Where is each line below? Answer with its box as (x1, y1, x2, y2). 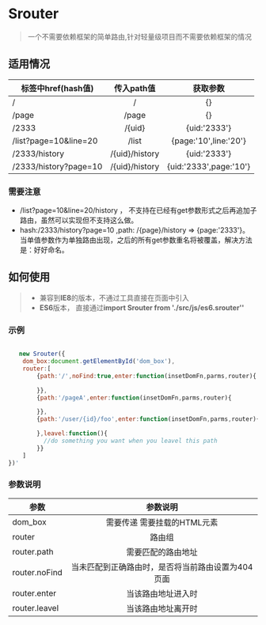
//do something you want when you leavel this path (43, 437, 218, 445)
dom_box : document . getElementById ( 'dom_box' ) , (22, 358, 176, 366)
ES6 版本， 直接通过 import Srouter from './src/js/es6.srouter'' (39, 302, 245, 312)
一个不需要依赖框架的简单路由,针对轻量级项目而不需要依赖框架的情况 (27, 32, 252, 41)
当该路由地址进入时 (126, 588, 198, 599)
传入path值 (113, 82, 156, 93)
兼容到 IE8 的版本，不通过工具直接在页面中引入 (39, 293, 190, 302)
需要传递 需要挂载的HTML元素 (105, 517, 218, 528)
